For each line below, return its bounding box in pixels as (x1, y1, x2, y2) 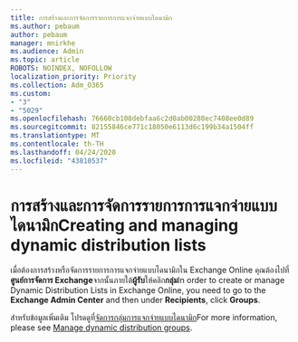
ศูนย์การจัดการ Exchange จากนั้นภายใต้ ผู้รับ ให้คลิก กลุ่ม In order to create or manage (10, 275, 285, 286)
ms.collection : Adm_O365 (10, 81, 104, 90)
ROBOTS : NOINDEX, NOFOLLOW (10, 64, 112, 73)
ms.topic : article (10, 55, 80, 64)
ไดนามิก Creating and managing (10, 214, 239, 235)
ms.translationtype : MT (10, 131, 101, 140)
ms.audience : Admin (10, 47, 84, 56)
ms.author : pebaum (10, 22, 80, 31)
